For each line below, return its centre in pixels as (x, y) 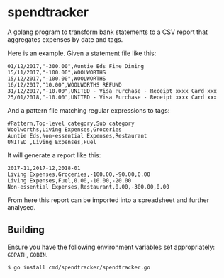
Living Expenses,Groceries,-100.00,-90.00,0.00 (79, 174)
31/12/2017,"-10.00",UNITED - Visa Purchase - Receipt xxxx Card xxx (112, 91)
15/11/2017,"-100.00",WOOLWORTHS (57, 72)
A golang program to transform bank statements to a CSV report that (107, 32)
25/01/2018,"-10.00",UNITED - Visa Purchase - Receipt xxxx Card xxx (112, 97)
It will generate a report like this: (54, 155)
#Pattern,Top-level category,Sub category (71, 123)
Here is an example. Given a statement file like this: (82, 53)
